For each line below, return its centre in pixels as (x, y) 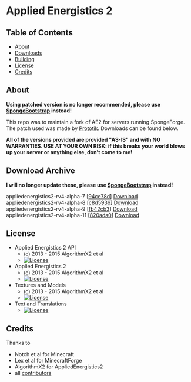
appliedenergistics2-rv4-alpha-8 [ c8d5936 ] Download (72, 202)
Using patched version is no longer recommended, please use (83, 104)
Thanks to (18, 343)
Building (24, 59)
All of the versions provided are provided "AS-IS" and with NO (83, 139)
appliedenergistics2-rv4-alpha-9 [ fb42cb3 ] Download (72, 209)
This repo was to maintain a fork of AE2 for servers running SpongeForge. (95, 122)
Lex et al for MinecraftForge (48, 361)
